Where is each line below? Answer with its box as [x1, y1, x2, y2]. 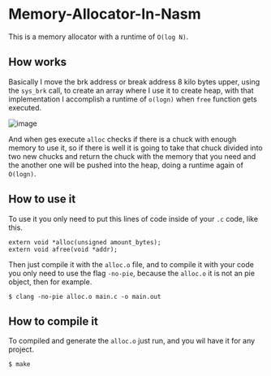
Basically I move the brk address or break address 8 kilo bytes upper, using [8, 76, 260, 86]
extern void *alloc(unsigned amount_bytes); [8, 238, 161, 246]
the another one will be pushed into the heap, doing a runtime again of [8, 160, 243, 170]
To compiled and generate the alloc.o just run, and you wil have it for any [8, 336, 256, 346]
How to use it [8, 192, 76, 206]
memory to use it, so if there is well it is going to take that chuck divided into [8, 143, 263, 153]
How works [8, 55, 67, 69]
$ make [8, 361, 31, 369]
